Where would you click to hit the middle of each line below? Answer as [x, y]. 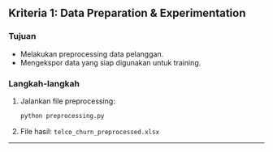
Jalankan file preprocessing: [67, 101]
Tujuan [22, 36]
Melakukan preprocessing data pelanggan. [92, 54]
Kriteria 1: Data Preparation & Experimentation [127, 13]
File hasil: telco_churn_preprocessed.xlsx [90, 131]
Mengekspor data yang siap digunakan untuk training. [110, 62]
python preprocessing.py [62, 116]
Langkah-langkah [44, 83]
